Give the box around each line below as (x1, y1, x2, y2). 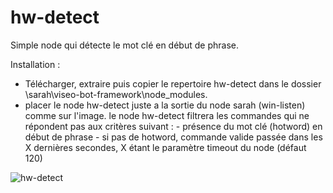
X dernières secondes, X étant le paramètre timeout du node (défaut (24, 141, 307, 153)
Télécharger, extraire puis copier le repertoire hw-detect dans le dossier (24, 77, 322, 90)
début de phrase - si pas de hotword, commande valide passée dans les (24, 131, 323, 143)
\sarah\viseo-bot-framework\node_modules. (24, 88, 208, 100)
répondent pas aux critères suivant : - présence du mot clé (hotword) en (24, 120, 323, 132)
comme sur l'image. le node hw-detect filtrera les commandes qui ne (24, 109, 310, 121)
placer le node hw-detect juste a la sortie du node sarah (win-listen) (24, 99, 306, 111)
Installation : (10, 58, 61, 70)
